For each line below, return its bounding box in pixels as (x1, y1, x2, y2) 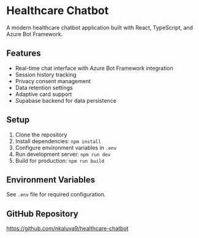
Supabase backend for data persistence (15, 97, 117, 104)
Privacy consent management (15, 77, 91, 84)
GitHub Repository (6, 209, 78, 219)
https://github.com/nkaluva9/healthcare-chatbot (6, 225, 129, 232)
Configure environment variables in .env (15, 144, 117, 151)
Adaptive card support (15, 90, 72, 98)
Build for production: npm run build (15, 157, 105, 164)
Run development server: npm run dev (15, 151, 111, 158)
